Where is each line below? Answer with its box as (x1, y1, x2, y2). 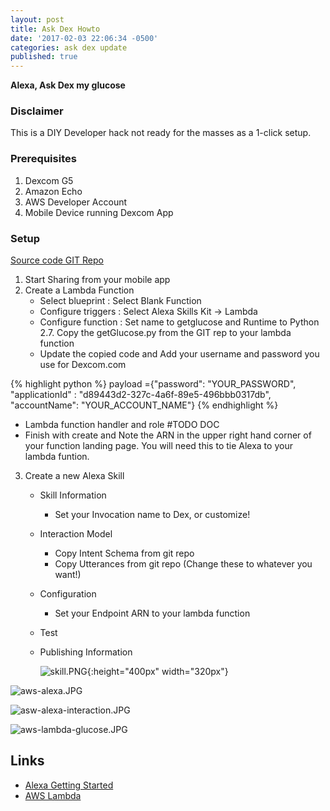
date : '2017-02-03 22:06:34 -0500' (10, 33, 159, 43)
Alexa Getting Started (24, 779, 114, 791)
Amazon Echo (24, 185, 83, 197)
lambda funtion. (24, 451, 90, 463)
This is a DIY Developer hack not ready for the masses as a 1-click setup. (10, 127, 312, 139)
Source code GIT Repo (10, 254, 104, 266)
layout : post (10, 14, 65, 25)
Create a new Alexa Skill (24, 470, 125, 482)
